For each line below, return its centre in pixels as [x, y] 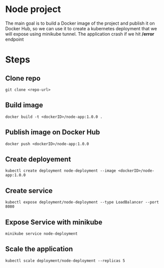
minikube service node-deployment [42, 234]
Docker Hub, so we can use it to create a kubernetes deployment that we [81, 28]
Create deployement [38, 159]
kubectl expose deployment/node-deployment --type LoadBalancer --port [82, 203]
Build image [24, 105]
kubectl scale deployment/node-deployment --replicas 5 [65, 260]
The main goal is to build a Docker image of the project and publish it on [80, 23]
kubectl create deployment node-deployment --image [61, 171]
